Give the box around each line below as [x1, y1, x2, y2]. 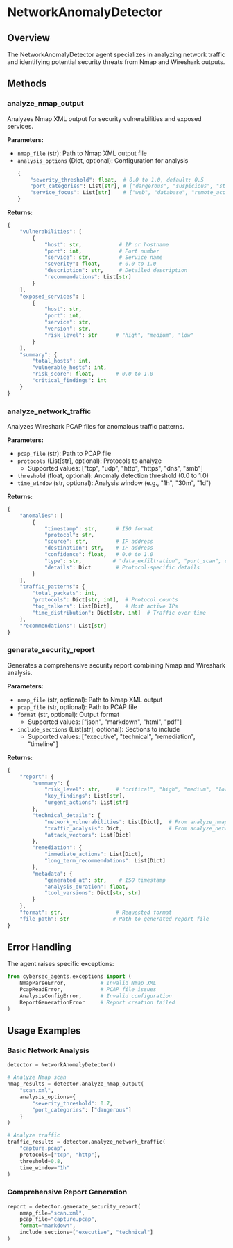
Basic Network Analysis [7, 1045, 90, 1055]
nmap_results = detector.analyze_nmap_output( [7, 1080, 144, 1088]
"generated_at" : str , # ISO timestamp [44, 876, 166, 884]
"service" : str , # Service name [44, 254, 163, 261]
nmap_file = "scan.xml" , [19, 1209, 85, 1217]
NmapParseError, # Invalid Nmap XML [19, 979, 157, 987]
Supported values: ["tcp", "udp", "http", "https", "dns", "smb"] [27, 464, 203, 472]
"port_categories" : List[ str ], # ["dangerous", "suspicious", [30, 182, 214, 190]
